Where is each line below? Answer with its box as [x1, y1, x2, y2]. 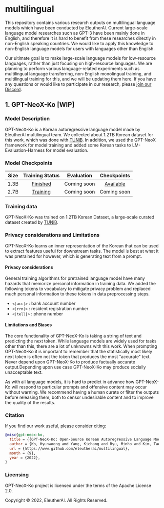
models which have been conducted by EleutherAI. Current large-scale [5, 24, 148, 30]
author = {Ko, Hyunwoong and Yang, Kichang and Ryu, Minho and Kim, [9, 441, 152, 446]
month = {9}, [9, 451, 36, 456]
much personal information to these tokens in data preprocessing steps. [5, 290, 150, 297]
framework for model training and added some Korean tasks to [5, 142, 131, 148]
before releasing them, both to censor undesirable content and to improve [5, 394, 154, 400]
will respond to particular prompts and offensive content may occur [11, 384, 147, 390]
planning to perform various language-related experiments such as [5, 65, 140, 72]
